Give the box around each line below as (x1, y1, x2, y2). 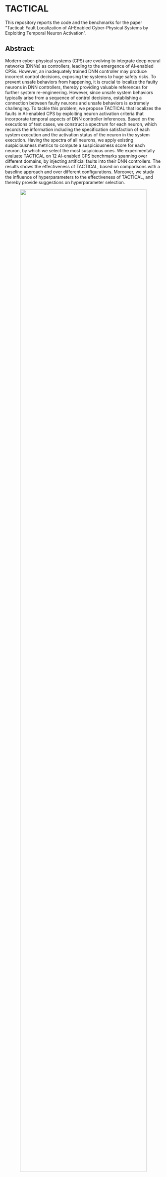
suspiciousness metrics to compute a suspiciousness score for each (5, 142, 145, 148)
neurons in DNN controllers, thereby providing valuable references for (5, 84, 148, 90)
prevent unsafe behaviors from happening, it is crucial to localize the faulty (5, 79, 158, 85)
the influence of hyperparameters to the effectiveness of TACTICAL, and (5, 174, 154, 180)
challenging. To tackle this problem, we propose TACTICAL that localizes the (5, 105, 162, 111)
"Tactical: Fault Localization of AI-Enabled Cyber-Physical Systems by (5, 24, 149, 30)
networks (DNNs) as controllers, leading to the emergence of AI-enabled (5, 63, 154, 69)
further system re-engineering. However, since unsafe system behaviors (5, 89, 153, 95)
